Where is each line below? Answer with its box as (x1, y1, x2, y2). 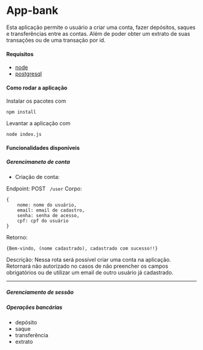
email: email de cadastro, (17, 207, 85, 213)
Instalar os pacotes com (6, 97, 66, 105)
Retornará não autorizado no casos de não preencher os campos (6, 262, 169, 270)
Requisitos (6, 50, 34, 57)
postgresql (14, 70, 42, 77)
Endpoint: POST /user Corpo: (6, 185, 82, 192)
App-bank (6, 4, 59, 18)
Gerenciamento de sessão (6, 288, 74, 296)
